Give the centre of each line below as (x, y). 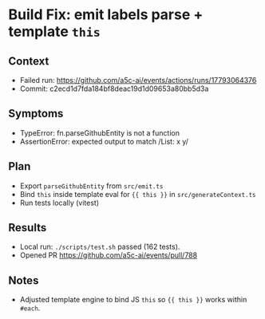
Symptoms (36, 114)
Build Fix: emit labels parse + (106, 15)
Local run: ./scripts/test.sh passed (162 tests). (100, 247)
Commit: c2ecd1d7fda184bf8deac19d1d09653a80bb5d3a (114, 89)
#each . (30, 308)
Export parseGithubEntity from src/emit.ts (91, 186)
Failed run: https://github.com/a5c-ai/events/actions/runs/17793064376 (138, 80)
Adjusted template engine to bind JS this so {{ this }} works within (133, 300)
